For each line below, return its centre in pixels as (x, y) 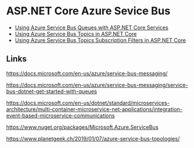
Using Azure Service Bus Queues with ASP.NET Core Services (92, 27)
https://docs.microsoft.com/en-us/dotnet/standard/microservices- (88, 103)
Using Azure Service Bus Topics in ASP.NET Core (76, 33)
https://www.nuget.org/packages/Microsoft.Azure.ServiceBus (82, 127)
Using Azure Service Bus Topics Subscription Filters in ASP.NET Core (100, 40)
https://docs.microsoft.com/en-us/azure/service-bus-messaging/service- (97, 85)
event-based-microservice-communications (61, 115)
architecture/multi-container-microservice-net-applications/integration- (95, 109)
